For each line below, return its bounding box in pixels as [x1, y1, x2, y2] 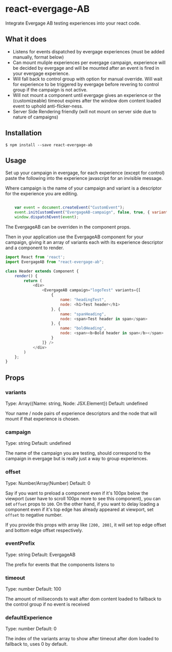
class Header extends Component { [5, 269, 79, 274]
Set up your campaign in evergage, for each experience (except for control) [5, 170, 165, 176]
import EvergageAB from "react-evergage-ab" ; [5, 259, 104, 264]
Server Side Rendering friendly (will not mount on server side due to [12, 108, 157, 114]
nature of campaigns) [12, 114, 59, 120]
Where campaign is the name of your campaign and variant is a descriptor [5, 185, 162, 191]
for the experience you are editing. [5, 191, 78, 197]
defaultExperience [5, 614, 53, 621]
